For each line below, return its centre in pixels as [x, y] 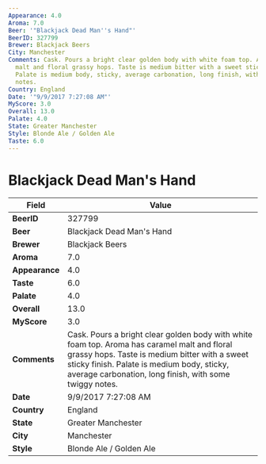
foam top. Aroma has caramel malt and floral [150, 344]
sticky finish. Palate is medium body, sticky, [148, 364]
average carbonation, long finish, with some [148, 374]
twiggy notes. [93, 384]
